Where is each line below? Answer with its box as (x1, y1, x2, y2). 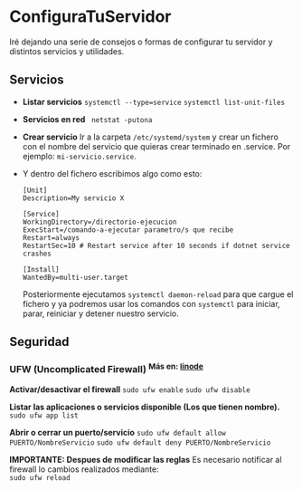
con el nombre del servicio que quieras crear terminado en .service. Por (22, 140, 291, 151)
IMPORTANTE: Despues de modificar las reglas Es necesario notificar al (9, 454, 282, 465)
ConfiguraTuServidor (9, 6, 172, 27)
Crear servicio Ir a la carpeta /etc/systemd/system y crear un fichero (22, 131, 278, 142)
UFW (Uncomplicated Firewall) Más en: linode (9, 361, 203, 376)
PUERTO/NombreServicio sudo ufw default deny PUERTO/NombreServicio (9, 437, 271, 447)
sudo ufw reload (9, 473, 71, 482)
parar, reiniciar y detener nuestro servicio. (22, 308, 179, 319)
